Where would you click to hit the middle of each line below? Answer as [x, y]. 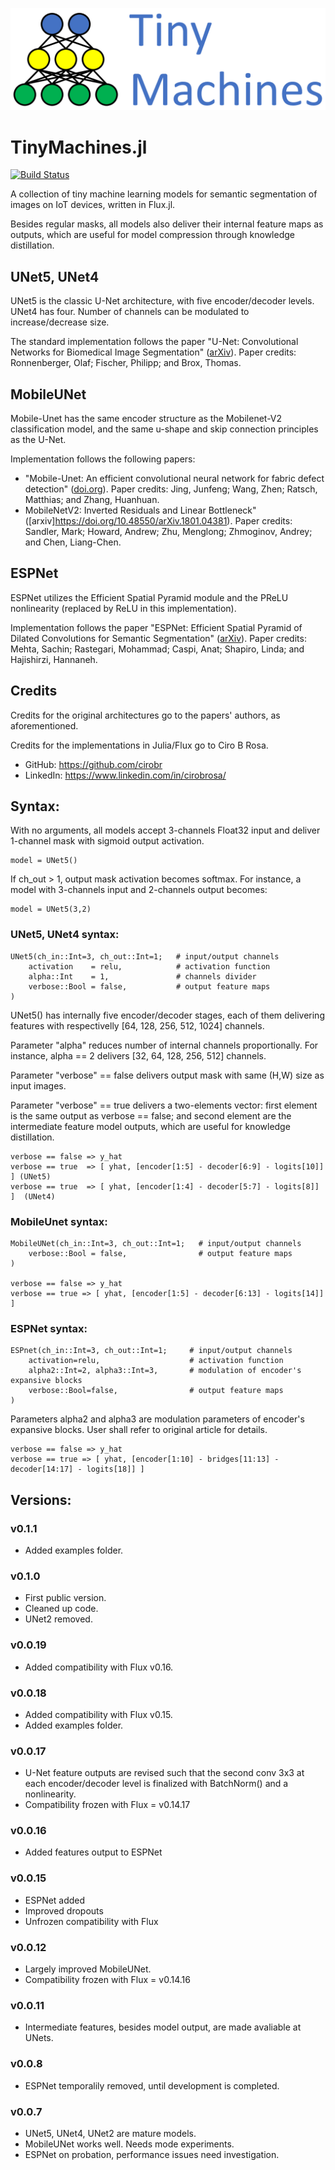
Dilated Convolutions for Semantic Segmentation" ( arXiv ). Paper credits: [158, 638]
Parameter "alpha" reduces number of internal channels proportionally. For [164, 1045]
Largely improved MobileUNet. [88, 1969]
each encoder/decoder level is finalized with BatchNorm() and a [156, 1784]
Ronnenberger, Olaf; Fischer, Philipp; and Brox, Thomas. [126, 363]
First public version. [65, 1598]
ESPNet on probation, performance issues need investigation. [152, 2154]
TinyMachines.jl [79, 147]
